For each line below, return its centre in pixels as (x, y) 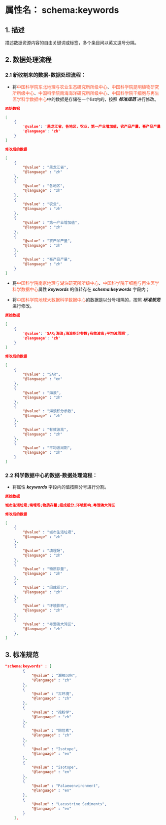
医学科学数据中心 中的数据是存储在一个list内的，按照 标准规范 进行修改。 (85, 99)
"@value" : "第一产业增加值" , (51, 222)
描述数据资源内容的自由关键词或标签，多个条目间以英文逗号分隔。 (72, 43)
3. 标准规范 (22, 655)
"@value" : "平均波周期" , (48, 448)
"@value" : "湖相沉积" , (54, 675)
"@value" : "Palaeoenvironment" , (66, 786)
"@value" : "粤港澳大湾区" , (49, 624)
